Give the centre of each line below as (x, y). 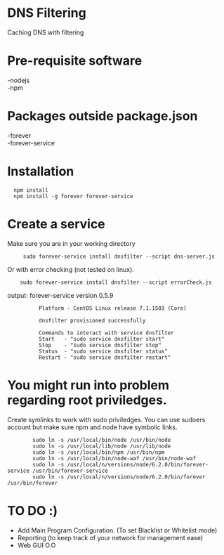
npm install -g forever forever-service (73, 196)
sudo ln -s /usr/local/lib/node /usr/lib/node (102, 446)
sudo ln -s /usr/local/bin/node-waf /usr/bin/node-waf (114, 458)
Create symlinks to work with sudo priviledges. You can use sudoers (106, 419)
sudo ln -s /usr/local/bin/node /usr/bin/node (102, 440)
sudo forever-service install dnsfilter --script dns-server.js (119, 256)
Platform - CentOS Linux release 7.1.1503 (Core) (113, 308)
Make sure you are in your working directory (71, 243)
